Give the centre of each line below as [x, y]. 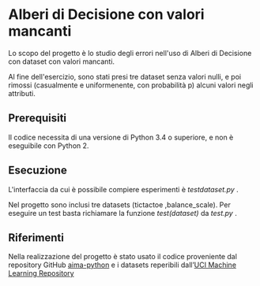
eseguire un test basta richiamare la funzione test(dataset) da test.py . [122, 213]
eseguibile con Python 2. [49, 145]
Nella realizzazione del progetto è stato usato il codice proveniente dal [122, 257]
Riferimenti [36, 238]
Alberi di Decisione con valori [106, 15]
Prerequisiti [38, 119]
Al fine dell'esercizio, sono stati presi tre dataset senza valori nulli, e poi [125, 76]
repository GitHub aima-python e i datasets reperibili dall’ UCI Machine [122, 265]
